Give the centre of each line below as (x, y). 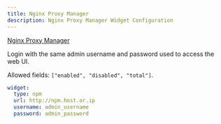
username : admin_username (51, 107)
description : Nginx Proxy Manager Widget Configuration (90, 20)
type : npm (28, 94)
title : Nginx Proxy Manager (48, 14)
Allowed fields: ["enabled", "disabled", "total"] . (80, 75)
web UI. (19, 61)
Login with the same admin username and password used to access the (111, 54)
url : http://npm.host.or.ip (55, 101)
